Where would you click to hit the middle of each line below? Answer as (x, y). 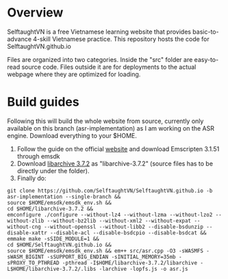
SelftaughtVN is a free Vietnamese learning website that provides (99, 32)
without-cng (24, 227)
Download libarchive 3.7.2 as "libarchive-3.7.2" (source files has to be (115, 164)
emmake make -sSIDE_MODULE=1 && (53, 238)
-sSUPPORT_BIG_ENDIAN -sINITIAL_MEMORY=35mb (111, 257)
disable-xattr (27, 233)
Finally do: (31, 178)
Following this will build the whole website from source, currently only (105, 121)
